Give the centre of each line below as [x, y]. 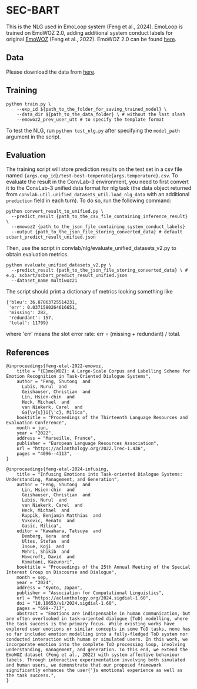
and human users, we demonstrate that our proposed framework [84, 665]
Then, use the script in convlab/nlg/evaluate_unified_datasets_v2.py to [91, 248]
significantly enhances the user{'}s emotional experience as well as [94, 670]
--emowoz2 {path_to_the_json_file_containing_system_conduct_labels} [98, 227]
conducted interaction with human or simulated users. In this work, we [97, 639]
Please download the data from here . [51, 72]
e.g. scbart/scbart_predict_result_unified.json [67, 276]
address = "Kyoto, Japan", [50, 588]
